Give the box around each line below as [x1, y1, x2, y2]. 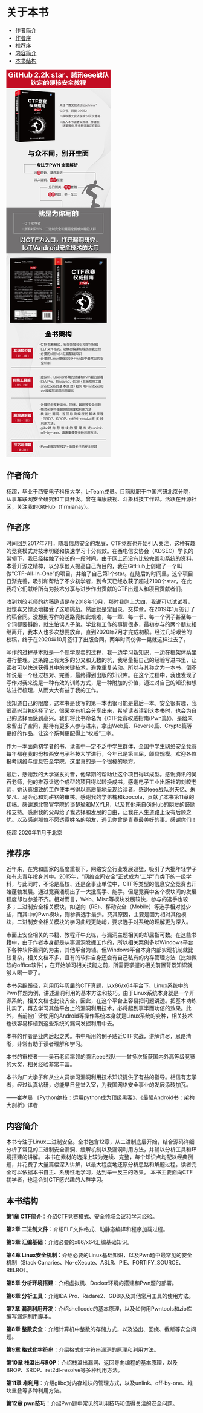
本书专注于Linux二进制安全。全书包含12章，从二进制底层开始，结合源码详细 [6, 1138, 195, 1145]
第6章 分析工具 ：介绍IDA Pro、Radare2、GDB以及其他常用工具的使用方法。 [6, 1292, 195, 1299]
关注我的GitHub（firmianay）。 [16, 503, 92, 510]
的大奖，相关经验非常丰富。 [6, 1061, 76, 1068]
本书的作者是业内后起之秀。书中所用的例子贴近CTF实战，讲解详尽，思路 [6, 1033, 186, 1040]
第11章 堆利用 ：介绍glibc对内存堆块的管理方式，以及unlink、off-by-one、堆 [6, 1379, 193, 1386]
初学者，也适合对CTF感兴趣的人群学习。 [6, 1176, 107, 1183]
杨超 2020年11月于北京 [6, 829, 63, 836]
